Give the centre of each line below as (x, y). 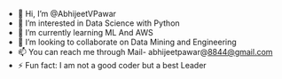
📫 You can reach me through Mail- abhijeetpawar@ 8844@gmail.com (145, 52)
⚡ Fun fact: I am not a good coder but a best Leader (112, 65)
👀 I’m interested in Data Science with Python (98, 23)
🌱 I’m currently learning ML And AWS (85, 32)
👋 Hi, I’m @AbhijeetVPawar (67, 14)
